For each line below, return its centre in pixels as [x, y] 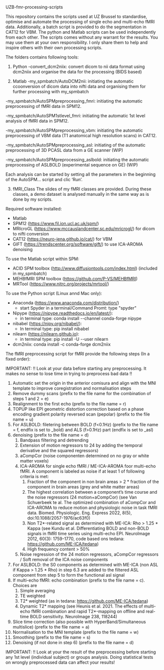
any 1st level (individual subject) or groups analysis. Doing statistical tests [79, 657]
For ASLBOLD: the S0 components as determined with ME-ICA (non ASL [85, 565]
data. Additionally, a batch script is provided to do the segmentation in [76, 27]
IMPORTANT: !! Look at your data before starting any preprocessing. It [76, 368]
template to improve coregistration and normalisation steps [72, 388]
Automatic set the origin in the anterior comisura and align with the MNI [84, 383]
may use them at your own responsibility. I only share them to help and [77, 42]
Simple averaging [37, 591]
